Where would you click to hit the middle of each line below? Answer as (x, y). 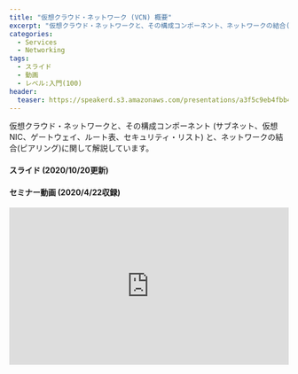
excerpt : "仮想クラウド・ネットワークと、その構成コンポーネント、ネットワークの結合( (150, 26)
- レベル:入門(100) (50, 83)
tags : (19, 58)
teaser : (31, 100)
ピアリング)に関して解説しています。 (86, 148)
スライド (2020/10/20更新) (59, 170)
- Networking (41, 51)
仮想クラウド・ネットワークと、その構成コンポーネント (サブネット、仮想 (144, 126)
